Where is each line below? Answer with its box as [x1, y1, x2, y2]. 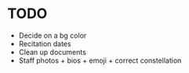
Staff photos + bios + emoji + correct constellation [18, 56, 182, 65]
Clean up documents [18, 47, 87, 57]
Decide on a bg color [18, 31, 87, 40]
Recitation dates [18, 38, 71, 48]
